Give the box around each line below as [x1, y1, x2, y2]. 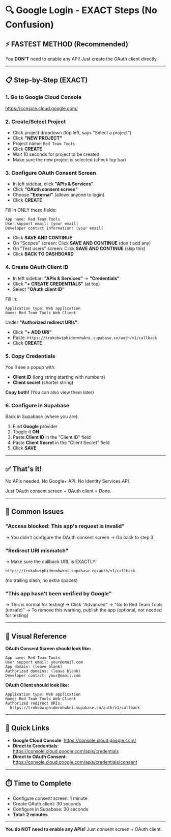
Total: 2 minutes [12, 811, 48, 818]
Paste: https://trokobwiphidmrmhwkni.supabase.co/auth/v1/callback [12, 334, 157, 341]
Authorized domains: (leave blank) [5, 668, 81, 674]
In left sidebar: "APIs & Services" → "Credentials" [12, 275, 120, 281]
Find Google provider [12, 424, 58, 430]
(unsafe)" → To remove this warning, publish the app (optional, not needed [5, 607, 162, 613]
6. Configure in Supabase [5, 402, 70, 409]
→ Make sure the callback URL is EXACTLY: [5, 559, 97, 565]
